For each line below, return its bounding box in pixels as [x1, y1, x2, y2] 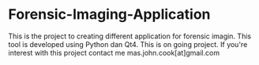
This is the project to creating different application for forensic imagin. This [8, 31, 251, 41]
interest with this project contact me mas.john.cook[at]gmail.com [8, 48, 220, 57]
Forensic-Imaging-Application [8, 5, 211, 23]
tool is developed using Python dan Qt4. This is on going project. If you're [8, 39, 248, 49]
